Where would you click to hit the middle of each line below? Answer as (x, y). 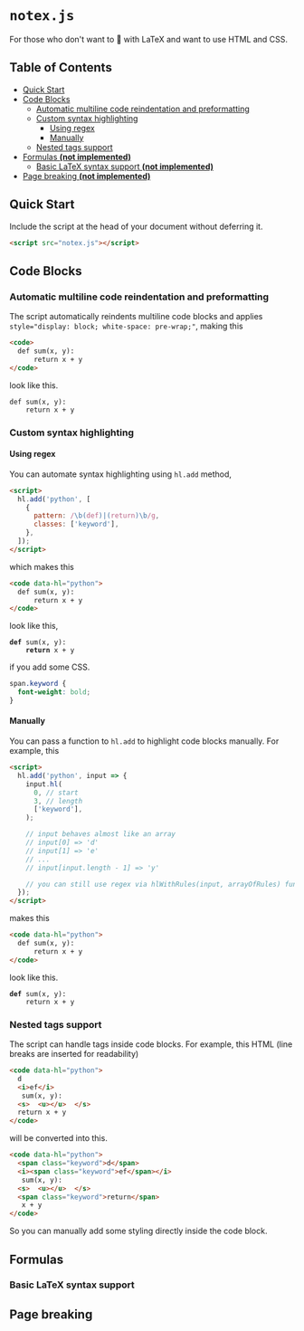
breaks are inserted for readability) (74, 1054)
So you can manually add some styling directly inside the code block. (138, 1231)
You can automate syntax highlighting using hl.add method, (121, 474)
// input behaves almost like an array (101, 834)
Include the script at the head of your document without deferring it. (136, 226)
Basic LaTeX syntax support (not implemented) (125, 166)
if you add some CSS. (50, 667)
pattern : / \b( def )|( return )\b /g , (96, 516)
